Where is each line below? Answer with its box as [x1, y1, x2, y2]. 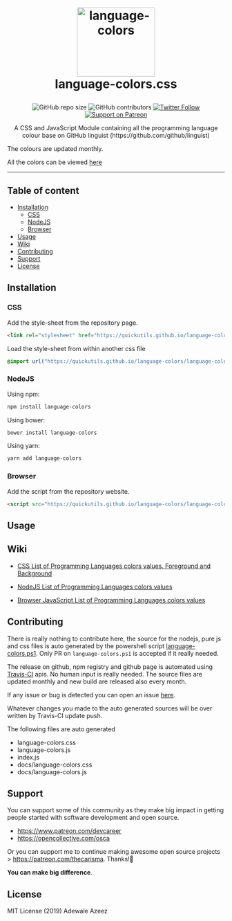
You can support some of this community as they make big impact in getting [7, 806, 224, 814]
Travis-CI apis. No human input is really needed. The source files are [7, 670, 202, 678]
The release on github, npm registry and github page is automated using [7, 662, 213, 671]
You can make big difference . [7, 868, 93, 877]
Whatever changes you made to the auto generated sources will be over [7, 704, 213, 713]
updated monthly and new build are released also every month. [7, 677, 187, 686]
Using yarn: [7, 442, 40, 450]
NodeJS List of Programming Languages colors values [17, 582, 173, 591]
